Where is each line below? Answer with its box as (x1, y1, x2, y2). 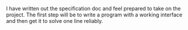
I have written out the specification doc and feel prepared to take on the (6, 5, 181, 12)
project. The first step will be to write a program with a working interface (6, 11, 183, 18)
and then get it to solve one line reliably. (6, 18, 103, 24)
